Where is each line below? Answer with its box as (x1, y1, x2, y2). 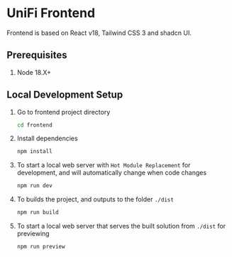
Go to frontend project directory (16, 107, 111, 116)
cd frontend (16, 121, 53, 129)
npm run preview (16, 243, 65, 251)
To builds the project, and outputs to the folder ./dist (16, 195, 175, 204)
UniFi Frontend (6, 5, 96, 21)
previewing (16, 229, 50, 238)
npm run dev (16, 182, 53, 189)
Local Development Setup (6, 89, 123, 101)
